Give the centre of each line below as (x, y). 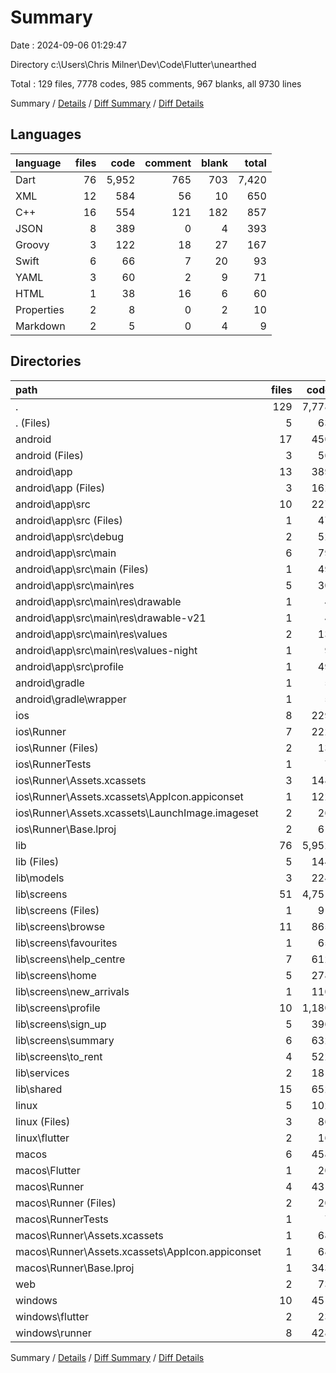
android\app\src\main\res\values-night (106, 650)
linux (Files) (43, 1121)
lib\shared (39, 1089)
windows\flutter (52, 1316)
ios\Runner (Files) (57, 748)
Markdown (40, 326)
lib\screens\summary (65, 1040)
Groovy (32, 244)
